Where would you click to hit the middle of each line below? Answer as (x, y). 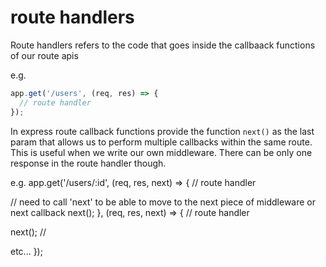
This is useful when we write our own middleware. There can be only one (161, 152)
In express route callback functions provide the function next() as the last (162, 131)
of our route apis (44, 55)
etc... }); (26, 251)
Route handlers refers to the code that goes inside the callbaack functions (163, 45)
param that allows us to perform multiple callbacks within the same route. (161, 142)
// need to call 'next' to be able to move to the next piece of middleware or (163, 202)
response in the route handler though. (88, 163)
